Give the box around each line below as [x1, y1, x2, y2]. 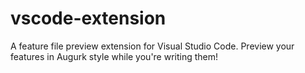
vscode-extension [10, 7, 167, 30]
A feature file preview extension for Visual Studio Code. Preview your [10, 40, 295, 52]
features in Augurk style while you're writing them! [10, 50, 219, 62]
